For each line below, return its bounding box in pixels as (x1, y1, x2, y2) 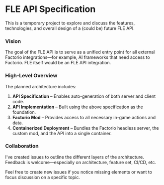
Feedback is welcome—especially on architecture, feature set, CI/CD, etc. (5, 159, 157, 165)
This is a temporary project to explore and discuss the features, (5, 20, 135, 26)
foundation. (12, 109, 36, 115)
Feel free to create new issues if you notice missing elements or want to (5, 169, 153, 175)
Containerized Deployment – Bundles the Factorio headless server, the (12, 125, 159, 131)
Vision (5, 37, 21, 44)
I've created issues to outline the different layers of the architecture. (5, 154, 144, 160)
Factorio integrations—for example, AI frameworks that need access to (5, 54, 150, 60)
